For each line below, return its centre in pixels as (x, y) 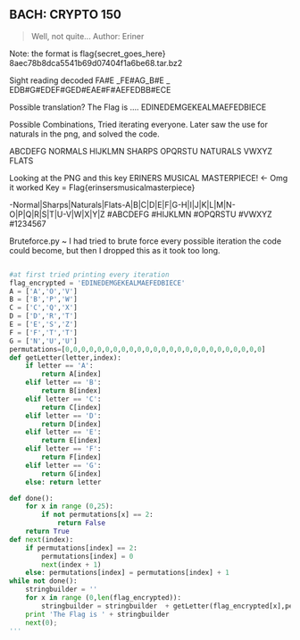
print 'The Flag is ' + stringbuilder (97, 614)
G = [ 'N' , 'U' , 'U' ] (43, 341)
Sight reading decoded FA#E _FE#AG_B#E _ (90, 80)
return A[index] (71, 374)
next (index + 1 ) (71, 565)
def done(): (31, 498)
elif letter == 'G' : (63, 465)
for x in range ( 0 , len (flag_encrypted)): (103, 598)
